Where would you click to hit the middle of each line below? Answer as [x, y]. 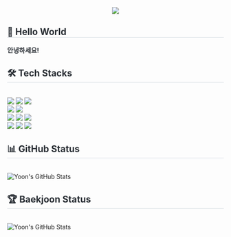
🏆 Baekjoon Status [49, 199]
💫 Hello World [37, 32]
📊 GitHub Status [44, 149]
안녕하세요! [23, 50]
